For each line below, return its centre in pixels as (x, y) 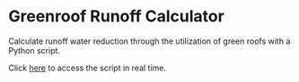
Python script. (34, 50)
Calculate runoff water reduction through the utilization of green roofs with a (149, 41)
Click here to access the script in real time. (88, 68)
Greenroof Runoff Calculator (117, 16)
